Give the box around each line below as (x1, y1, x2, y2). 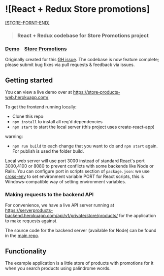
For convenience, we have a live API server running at (5, 202, 114, 208)
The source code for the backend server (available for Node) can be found (5, 228, 157, 234)
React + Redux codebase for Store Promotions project (17, 32, 149, 39)
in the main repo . (5, 233, 39, 239)
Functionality (5, 247, 47, 255)
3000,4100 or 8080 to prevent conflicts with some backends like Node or (5, 163, 154, 169)
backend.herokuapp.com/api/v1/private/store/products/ (5, 213, 118, 219)
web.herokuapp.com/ (5, 94, 49, 100)
